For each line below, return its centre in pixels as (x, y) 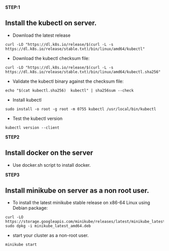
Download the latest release (41, 35)
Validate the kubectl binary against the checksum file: (68, 81)
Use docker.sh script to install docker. (52, 165)
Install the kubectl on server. (51, 23)
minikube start (21, 245)
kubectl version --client (32, 128)
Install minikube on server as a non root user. (77, 191)
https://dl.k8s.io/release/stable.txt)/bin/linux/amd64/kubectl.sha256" (83, 72)
